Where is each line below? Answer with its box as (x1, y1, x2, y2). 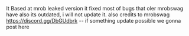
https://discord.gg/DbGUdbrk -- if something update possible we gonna (6, 17, 181, 24)
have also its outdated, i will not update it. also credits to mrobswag (6, 11, 170, 18)
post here (6, 23, 30, 30)
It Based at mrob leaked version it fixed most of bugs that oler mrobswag (6, 5, 184, 12)
